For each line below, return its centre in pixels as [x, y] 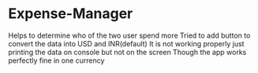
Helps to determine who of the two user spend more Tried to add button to [129, 35]
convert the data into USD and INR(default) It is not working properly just [126, 43]
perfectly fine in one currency [56, 60]
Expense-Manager [71, 14]
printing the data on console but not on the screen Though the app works [127, 52]
